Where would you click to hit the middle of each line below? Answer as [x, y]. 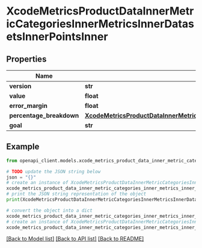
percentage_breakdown [44, 116]
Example [23, 147]
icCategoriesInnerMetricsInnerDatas [100, 24]
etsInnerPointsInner [57, 37]
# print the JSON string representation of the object [76, 194]
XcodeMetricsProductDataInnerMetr [100, 11]
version [20, 86]
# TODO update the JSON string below [54, 171]
